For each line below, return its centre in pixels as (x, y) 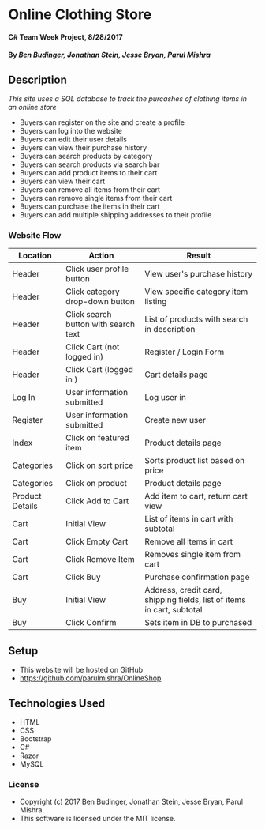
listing (156, 302)
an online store (32, 107)
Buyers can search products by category (86, 156)
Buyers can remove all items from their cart (90, 190)
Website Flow (35, 236)
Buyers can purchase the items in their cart (90, 206)
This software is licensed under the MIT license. (97, 819)
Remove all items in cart (189, 541)
